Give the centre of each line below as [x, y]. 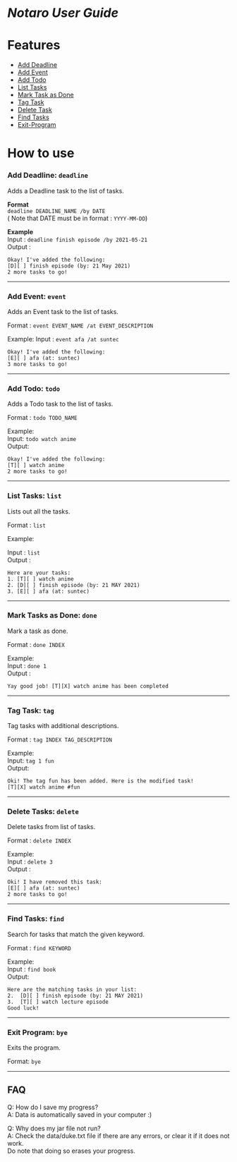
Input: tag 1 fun [31, 761]
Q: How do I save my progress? [53, 1107]
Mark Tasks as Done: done [52, 615]
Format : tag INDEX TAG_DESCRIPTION [60, 739]
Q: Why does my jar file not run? [54, 1128]
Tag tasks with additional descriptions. [63, 726]
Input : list [24, 552]
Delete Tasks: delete [43, 811]
